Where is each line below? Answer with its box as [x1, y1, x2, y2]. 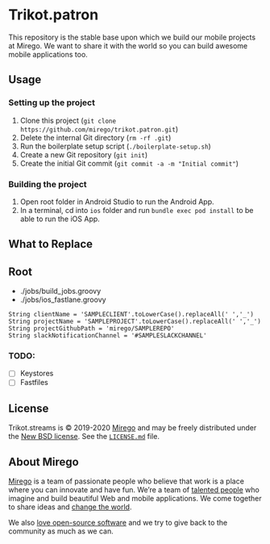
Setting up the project [8, 97, 95, 108]
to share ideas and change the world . [8, 502, 132, 512]
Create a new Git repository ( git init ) [19, 149, 148, 159]
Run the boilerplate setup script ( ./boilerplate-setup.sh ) [19, 141, 211, 151]
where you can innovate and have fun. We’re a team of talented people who [8, 485, 260, 495]
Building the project [8, 178, 87, 190]
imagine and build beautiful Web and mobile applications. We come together [8, 494, 262, 504]
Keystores [19, 369, 54, 379]
